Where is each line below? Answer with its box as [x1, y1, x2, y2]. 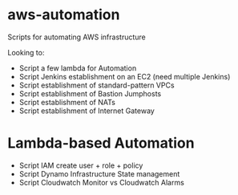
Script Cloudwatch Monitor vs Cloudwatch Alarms [18, 177, 185, 187]
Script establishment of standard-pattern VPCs [18, 80, 175, 90]
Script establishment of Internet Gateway [18, 106, 155, 116]
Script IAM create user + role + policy [18, 160, 143, 170]
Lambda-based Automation [7, 134, 195, 152]
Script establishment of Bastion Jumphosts [18, 88, 162, 98]
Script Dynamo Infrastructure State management [18, 169, 180, 178]
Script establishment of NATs [18, 97, 115, 107]
